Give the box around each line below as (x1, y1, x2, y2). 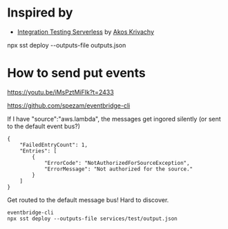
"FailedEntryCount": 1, (19, 141, 88, 148)
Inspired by (7, 5, 73, 21)
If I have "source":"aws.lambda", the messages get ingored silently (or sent (7, 114, 221, 123)
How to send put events (7, 66, 146, 81)
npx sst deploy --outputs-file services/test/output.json (7, 215, 178, 222)
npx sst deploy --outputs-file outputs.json (7, 41, 126, 49)
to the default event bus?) (7, 122, 81, 130)
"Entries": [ (19, 147, 57, 155)
